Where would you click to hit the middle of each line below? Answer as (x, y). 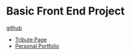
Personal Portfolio (37, 46)
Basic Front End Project (65, 11)
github (14, 28)
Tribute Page (31, 39)
